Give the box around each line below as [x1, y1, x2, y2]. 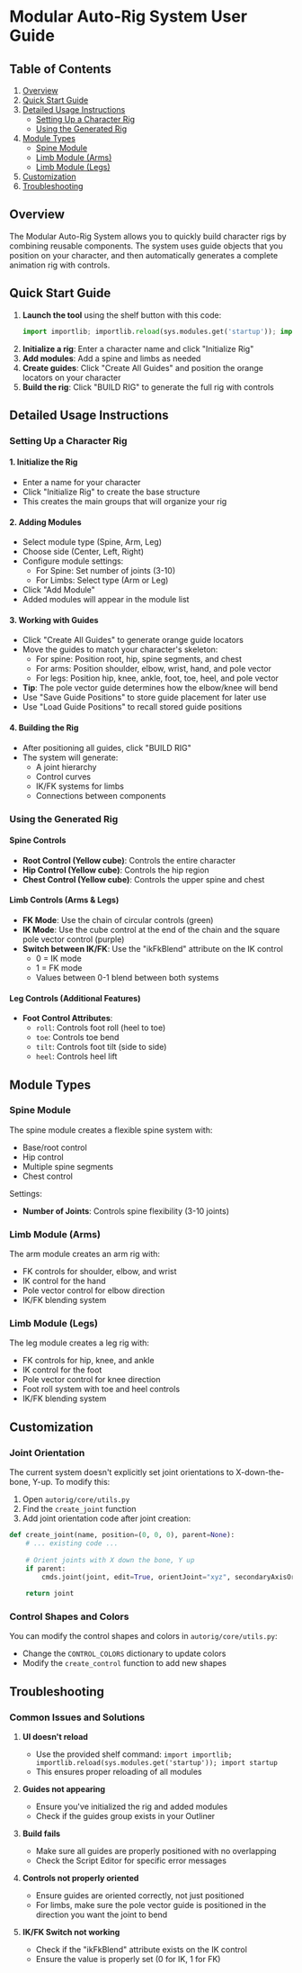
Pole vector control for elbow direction [22, 1285, 165, 1296]
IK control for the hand [22, 1276, 106, 1287]
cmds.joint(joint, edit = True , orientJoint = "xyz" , [41, 1572, 231, 1581]
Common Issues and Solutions [9, 1711, 146, 1724]
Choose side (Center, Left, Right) [22, 547, 145, 557]
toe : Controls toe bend [35, 1032, 120, 1043]
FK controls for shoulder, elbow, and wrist [22, 1266, 177, 1277]
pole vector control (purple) [22, 934, 125, 945]
